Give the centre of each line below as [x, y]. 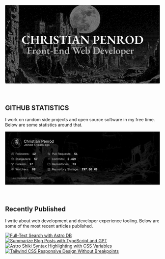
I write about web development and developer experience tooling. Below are [82, 221]
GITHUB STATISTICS [37, 108]
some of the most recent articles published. [49, 226]
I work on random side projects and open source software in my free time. [80, 120]
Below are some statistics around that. [44, 125]
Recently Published [36, 209]
